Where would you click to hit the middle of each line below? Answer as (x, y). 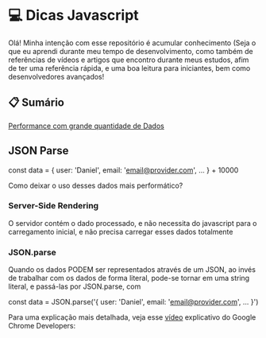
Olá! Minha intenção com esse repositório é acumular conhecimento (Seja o (132, 43)
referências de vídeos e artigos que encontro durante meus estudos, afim (129, 60)
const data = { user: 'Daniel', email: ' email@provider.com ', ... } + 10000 (123, 170)
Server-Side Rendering (54, 206)
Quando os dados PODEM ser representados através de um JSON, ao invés (132, 270)
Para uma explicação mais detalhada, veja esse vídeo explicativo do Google (132, 317)
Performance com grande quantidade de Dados (86, 126)
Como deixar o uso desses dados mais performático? (96, 185)
